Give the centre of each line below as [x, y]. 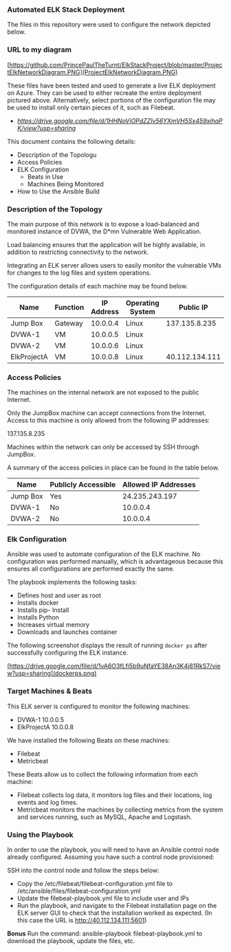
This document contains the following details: [71, 141]
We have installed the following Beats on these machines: [89, 740]
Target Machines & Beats [50, 691]
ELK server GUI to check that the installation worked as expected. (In [114, 913]
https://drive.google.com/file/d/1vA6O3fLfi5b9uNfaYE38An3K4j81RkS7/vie [115, 666]
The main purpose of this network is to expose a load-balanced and [103, 224]
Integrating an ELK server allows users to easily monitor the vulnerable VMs [114, 265]
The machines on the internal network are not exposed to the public [103, 392]
